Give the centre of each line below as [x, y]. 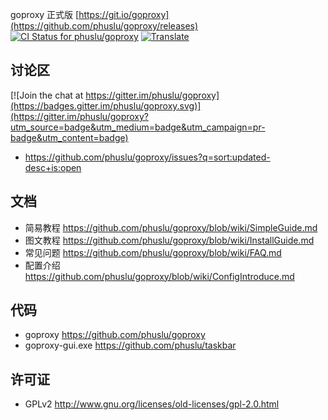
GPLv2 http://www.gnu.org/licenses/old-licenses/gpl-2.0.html [152, 404]
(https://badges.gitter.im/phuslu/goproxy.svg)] [106, 105]
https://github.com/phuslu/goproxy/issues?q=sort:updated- [147, 157]
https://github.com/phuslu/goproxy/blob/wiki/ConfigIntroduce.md [159, 276]
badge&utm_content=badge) [69, 137]
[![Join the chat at [47, 95]
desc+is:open [53, 167]
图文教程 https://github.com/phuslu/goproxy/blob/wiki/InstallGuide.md [169, 240]
